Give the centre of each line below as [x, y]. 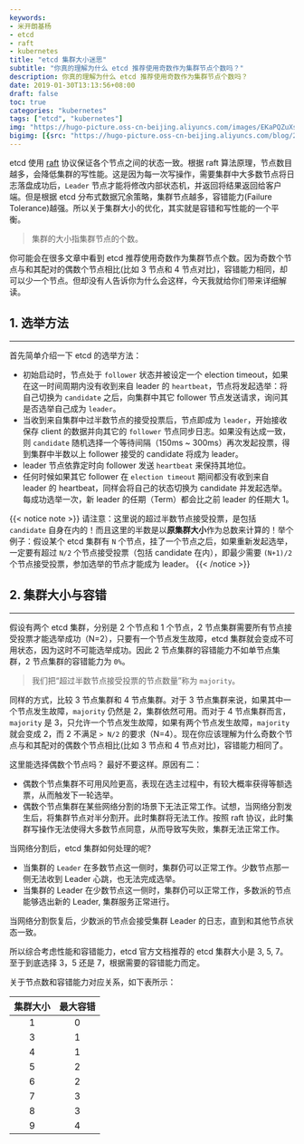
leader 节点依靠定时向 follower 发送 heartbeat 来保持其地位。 [137, 465]
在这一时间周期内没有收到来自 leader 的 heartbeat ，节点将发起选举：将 [155, 385]
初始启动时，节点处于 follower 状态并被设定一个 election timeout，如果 [155, 374]
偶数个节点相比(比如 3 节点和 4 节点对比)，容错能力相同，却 [176, 269]
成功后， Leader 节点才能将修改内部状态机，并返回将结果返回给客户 [157, 185]
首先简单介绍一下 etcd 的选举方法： [76, 355]
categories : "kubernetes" [58, 111]
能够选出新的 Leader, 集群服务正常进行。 [98, 901]
